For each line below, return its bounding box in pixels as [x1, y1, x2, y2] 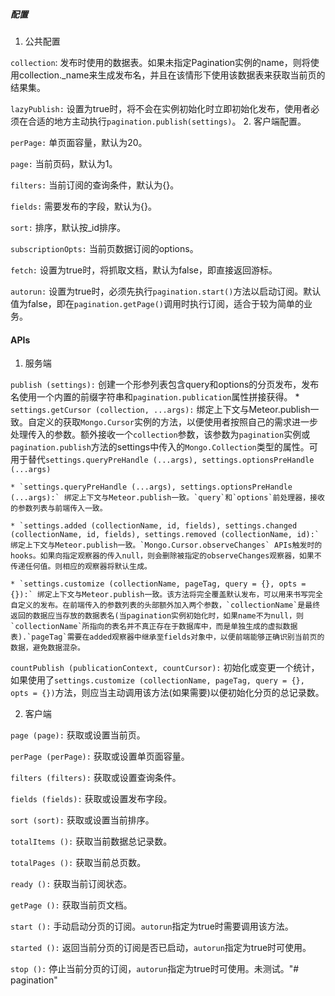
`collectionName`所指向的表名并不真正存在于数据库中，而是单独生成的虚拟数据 [10, 622, 298, 632]
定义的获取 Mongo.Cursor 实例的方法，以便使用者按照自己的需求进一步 [36, 416, 318, 428]
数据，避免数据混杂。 [10, 643, 85, 653]
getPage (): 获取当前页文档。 [10, 899, 133, 911]
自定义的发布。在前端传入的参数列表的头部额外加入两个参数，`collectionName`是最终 [10, 600, 321, 611]
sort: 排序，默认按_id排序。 [10, 221, 127, 233]
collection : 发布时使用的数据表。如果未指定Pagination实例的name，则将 [10, 56, 311, 68]
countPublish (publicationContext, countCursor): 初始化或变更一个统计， [10, 662, 320, 674]
